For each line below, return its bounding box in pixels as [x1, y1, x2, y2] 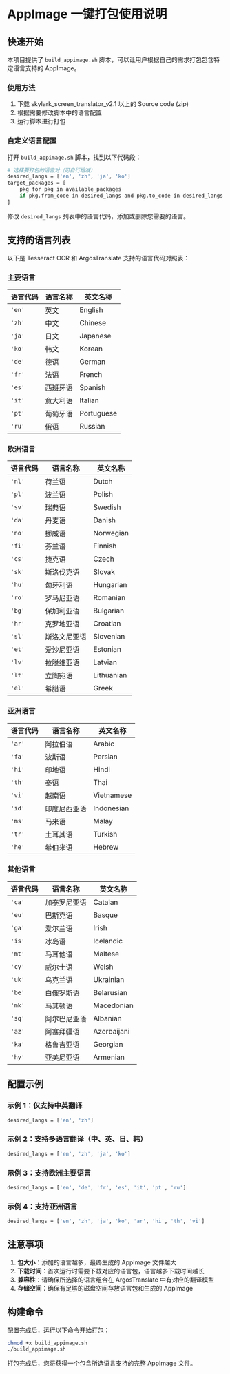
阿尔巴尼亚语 [45, 1014, 87, 1023]
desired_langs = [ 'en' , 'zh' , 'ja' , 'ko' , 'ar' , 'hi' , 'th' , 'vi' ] [7, 1218, 205, 1225]
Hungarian [93, 580, 127, 590]
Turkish [93, 829, 118, 839]
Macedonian [93, 1001, 134, 1010]
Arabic [93, 739, 115, 748]
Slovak [93, 567, 116, 577]
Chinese [79, 318, 107, 327]
